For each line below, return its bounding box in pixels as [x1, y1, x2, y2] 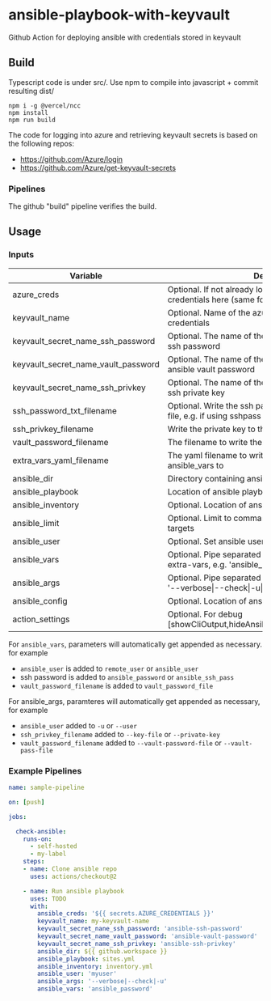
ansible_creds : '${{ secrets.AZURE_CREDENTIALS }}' [37, 910, 215, 918]
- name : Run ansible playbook [23, 887, 125, 895]
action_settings [12, 613, 70, 625]
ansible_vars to [167, 460, 224, 471]
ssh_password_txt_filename [12, 405, 117, 416]
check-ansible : [15, 827, 67, 835]
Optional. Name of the [167, 307, 251, 318]
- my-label [29, 850, 67, 859]
